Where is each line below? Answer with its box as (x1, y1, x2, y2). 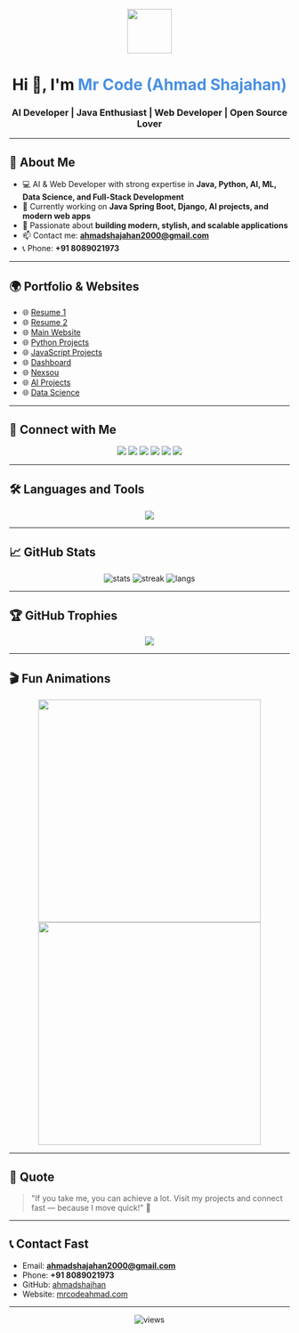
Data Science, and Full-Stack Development (21, 192, 184, 202)
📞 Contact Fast (9, 1237, 89, 1252)
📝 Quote (9, 1169, 55, 1184)
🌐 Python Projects (21, 337, 90, 348)
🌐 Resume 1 (21, 307, 67, 318)
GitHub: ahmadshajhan (21, 1279, 107, 1289)
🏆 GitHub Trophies (9, 608, 118, 623)
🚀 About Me (9, 154, 76, 169)
